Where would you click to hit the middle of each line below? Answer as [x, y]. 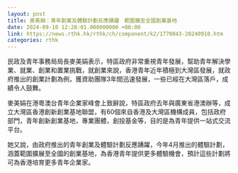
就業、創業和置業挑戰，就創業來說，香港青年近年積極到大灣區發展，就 [122, 70]
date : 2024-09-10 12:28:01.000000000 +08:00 [74, 27]
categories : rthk [33, 40]
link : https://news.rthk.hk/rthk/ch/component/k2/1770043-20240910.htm [115, 34]
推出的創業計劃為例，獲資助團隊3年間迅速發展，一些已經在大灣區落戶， [118, 79]
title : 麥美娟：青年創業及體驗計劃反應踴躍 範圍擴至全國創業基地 [92, 21]
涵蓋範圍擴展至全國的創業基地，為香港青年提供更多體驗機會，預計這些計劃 [116, 154]
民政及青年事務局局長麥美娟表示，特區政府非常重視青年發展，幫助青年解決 [116, 62]
